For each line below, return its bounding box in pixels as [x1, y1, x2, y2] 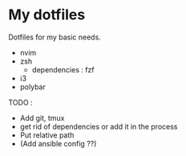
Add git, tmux [19, 113, 65, 122]
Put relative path [19, 130, 75, 140]
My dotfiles [8, 6, 86, 24]
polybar [19, 82, 46, 92]
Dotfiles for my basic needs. [8, 32, 102, 42]
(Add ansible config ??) [19, 138, 97, 148]
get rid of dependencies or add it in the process [19, 121, 178, 131]
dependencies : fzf [31, 64, 95, 74]
